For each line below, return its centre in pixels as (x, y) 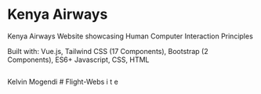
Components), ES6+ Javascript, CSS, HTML (78, 60)
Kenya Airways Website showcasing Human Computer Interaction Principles (130, 36)
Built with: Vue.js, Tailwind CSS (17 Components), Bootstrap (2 (108, 51)
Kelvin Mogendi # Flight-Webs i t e (63, 81)
